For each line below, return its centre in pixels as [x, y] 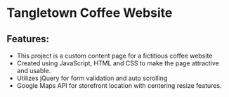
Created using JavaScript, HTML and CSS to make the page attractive [118, 63]
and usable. [34, 71]
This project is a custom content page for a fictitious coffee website [115, 56]
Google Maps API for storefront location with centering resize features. [119, 85]
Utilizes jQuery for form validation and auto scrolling [92, 78]
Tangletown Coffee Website [90, 13]
